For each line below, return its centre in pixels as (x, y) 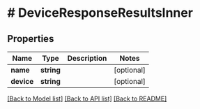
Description (87, 58)
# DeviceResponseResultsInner (100, 13)
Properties (31, 39)
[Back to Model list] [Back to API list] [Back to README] (87, 99)
